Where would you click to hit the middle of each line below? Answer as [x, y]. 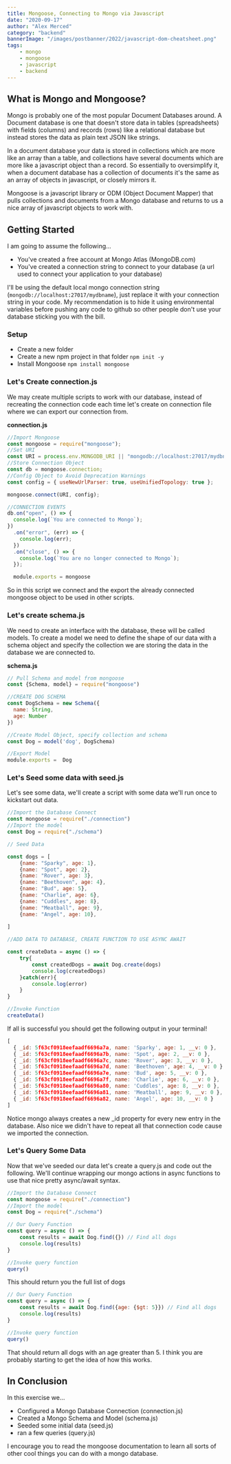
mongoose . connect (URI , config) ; [53, 495]
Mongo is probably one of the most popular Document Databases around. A [114, 116]
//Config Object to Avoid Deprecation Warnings [77, 475]
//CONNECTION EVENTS [37, 507]
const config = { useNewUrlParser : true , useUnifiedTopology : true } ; [110, 482]
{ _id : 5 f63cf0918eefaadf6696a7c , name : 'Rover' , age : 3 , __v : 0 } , [113, 1060]
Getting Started [41, 229]
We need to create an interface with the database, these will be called [106, 630]
